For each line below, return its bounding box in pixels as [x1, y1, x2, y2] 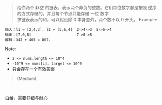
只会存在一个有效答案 [12, 66, 55, 72]
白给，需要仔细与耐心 [5, 95, 48, 101]
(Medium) [16, 76, 37, 81]
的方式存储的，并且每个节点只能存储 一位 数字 [16, 11, 109, 16]
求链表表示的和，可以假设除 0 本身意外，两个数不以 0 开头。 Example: [16, 17, 158, 22]
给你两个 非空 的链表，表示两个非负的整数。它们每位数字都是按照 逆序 [16, 5, 157, 10]
